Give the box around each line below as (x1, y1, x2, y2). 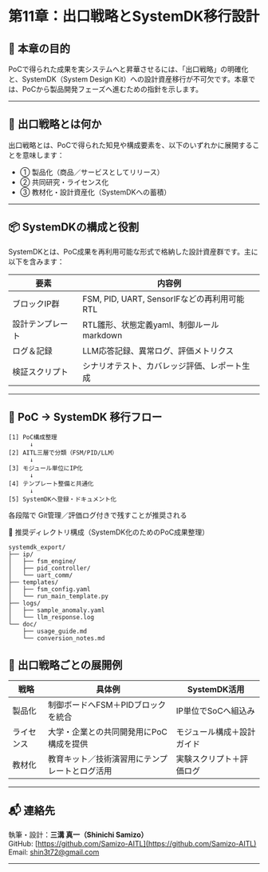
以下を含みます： (8, 257, 65, 266)
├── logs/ (8, 599, 41, 608)
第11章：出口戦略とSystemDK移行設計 (8, 7, 260, 26)
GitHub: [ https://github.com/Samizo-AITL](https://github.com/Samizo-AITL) (8, 839, 257, 849)
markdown (82, 330, 123, 341)
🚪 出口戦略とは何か (8, 118, 102, 131)
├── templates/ (8, 578, 59, 586)
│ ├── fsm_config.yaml (8, 586, 91, 594)
